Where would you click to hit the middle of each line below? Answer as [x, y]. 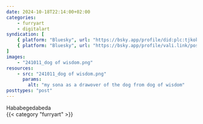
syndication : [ [25, 34]
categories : [21, 18]
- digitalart [34, 29]
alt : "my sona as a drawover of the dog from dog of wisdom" [107, 85]
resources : [20, 68]
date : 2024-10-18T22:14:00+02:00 [48, 12]
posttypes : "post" [29, 91]
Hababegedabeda [29, 108]
